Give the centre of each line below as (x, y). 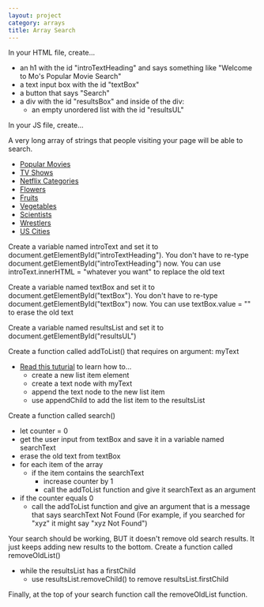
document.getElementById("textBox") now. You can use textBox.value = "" (130, 304)
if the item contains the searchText (88, 473)
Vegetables (38, 206)
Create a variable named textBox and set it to (82, 287)
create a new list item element (80, 375)
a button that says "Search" (65, 93)
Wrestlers (35, 223)
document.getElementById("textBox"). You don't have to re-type (113, 296)
